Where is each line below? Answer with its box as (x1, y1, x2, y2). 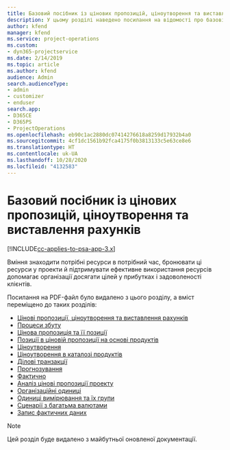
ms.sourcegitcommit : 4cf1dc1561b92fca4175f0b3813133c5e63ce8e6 (7, 138, 192, 145)
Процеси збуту (16, 320, 62, 329)
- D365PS (7, 118, 32, 126)
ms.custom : (7, 42, 38, 49)
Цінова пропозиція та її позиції (16, 328, 107, 336)
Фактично (16, 372, 47, 380)
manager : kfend (7, 29, 51, 36)
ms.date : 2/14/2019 (7, 55, 63, 62)
